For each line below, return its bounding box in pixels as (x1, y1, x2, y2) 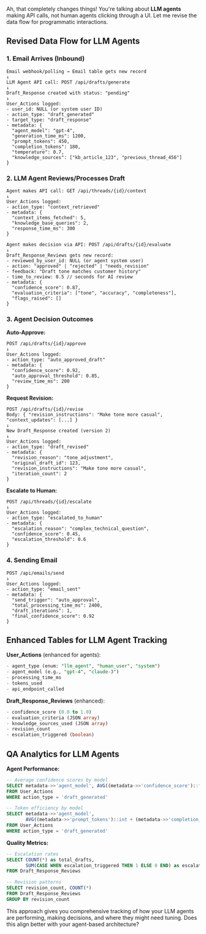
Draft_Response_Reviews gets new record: (6, 252, 114, 259)
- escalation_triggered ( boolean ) (6, 732, 95, 738)
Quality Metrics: (6, 839, 49, 846)
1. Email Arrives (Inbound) (6, 55, 85, 63)
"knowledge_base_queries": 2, (12, 220, 89, 226)
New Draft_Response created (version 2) (6, 428, 112, 434)
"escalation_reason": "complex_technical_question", (12, 526, 150, 532)
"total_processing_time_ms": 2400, (12, 602, 103, 609)
